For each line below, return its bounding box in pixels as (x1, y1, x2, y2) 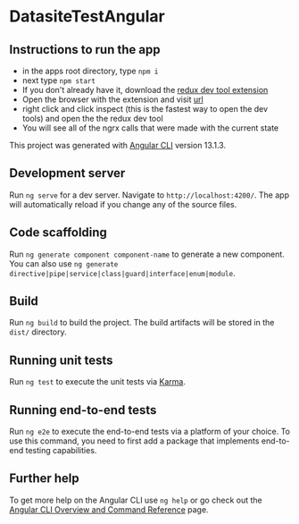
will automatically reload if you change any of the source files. (9, 199, 237, 209)
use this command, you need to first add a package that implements (9, 435, 260, 446)
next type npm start (21, 75, 96, 86)
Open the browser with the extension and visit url (21, 94, 203, 105)
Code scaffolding (9, 225, 107, 241)
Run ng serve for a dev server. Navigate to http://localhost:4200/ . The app (9, 190, 290, 200)
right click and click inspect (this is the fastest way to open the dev (21, 104, 269, 114)
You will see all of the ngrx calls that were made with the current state (21, 123, 279, 133)
